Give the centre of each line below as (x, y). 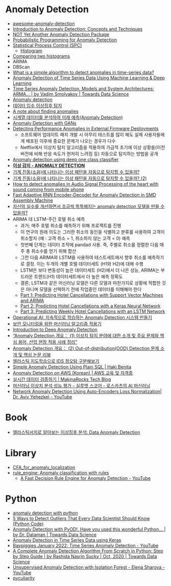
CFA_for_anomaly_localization (44, 467)
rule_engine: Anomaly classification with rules (61, 473)
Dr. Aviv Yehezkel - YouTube (42, 397)
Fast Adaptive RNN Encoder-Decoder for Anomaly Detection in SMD (84, 194)
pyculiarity (24, 578)
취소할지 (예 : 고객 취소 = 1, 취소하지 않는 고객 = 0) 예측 (75, 238)
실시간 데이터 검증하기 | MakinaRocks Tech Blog (62, 379)
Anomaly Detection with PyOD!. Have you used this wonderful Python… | (89, 529)
